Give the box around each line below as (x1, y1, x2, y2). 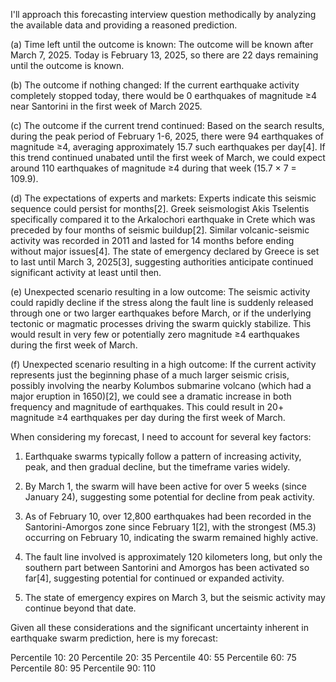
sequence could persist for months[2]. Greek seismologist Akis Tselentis (10, 203, 310, 214)
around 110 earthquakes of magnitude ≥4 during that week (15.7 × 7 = (10, 162, 297, 174)
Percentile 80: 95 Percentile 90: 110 (10, 662, 157, 674)
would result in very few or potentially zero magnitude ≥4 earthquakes (10, 329, 300, 340)
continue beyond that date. (24, 602, 137, 614)
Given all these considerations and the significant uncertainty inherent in (10, 622, 309, 633)
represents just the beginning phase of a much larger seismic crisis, (10, 369, 290, 381)
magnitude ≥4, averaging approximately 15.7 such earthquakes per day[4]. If (10, 141, 326, 153)
